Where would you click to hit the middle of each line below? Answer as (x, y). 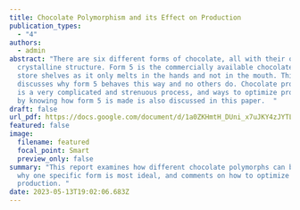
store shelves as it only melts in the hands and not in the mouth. (147, 76)
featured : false (39, 126)
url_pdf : (25, 117)
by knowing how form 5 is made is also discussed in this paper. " (147, 101)
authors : (25, 42)
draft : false (33, 109)
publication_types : (46, 26)
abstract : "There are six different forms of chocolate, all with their (147, 59)
